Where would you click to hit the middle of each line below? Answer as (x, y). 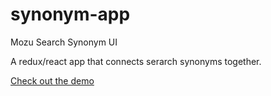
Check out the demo (52, 80)
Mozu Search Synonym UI (64, 42)
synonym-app (70, 14)
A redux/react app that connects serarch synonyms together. (136, 61)
